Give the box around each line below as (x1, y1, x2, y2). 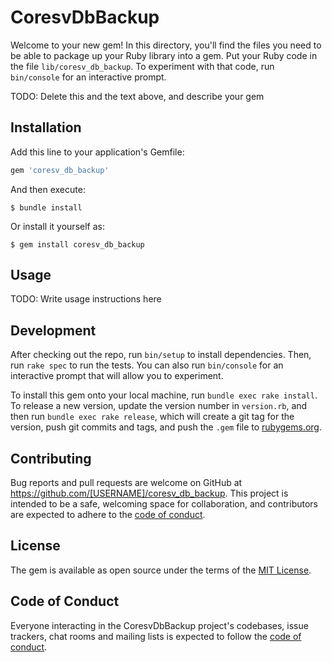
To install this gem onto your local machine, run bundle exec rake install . (10, 389, 318, 401)
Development (10, 322, 97, 339)
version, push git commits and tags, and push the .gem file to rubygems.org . (10, 421, 323, 433)
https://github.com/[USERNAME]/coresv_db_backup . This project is (10, 487, 289, 500)
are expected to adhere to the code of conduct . (10, 509, 206, 521)
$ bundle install (10, 202, 83, 213)
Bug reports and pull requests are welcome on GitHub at (10, 477, 243, 489)
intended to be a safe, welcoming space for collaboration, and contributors (10, 498, 318, 510)
